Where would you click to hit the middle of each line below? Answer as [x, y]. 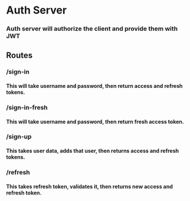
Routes [19, 55]
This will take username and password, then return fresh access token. [95, 121]
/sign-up [19, 137]
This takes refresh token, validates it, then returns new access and [89, 186]
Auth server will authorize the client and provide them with [92, 29]
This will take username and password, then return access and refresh [94, 86]
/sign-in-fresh [27, 107]
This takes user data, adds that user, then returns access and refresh [92, 151]
